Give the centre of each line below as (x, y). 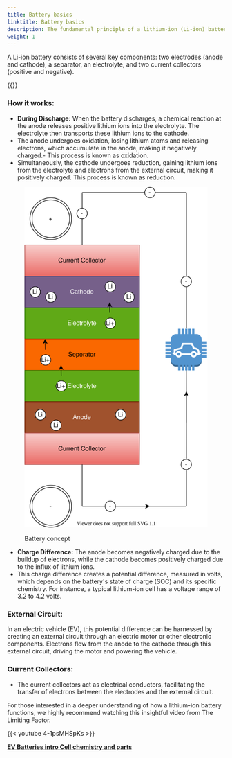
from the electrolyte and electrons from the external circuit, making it (115, 170)
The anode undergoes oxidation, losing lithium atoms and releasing (113, 140)
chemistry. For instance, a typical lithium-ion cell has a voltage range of (119, 589)
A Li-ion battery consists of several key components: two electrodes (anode (115, 57)
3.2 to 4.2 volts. (39, 597)
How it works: (31, 103)
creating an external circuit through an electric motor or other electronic (109, 637)
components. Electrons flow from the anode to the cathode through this (109, 644)
